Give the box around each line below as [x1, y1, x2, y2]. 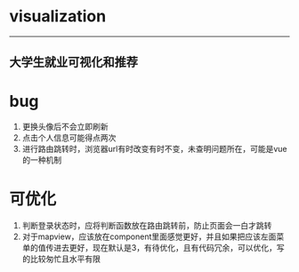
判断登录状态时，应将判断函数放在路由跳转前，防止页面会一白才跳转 [21, 220, 272, 231]
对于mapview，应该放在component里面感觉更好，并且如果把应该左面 [21, 231, 277, 242]
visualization [9, 6, 107, 27]
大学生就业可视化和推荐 [9, 55, 138, 70]
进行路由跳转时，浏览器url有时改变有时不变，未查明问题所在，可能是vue [21, 144, 287, 155]
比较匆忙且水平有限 [29, 253, 101, 264]
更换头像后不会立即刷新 [21, 122, 109, 132]
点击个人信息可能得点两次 [21, 132, 117, 143]
